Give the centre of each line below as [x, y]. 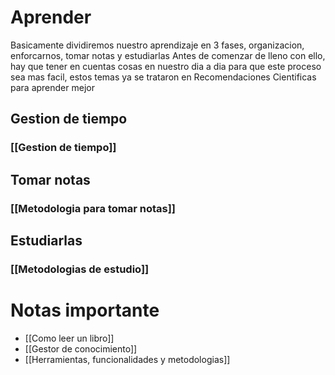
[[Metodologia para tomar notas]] [93, 208]
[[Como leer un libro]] [69, 338]
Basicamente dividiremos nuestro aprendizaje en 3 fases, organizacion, [157, 45]
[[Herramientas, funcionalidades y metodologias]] [127, 359]
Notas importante [85, 310]
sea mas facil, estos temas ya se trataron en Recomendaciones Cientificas [163, 77]
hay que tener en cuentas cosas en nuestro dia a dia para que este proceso [166, 66]
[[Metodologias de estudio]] [80, 269]
